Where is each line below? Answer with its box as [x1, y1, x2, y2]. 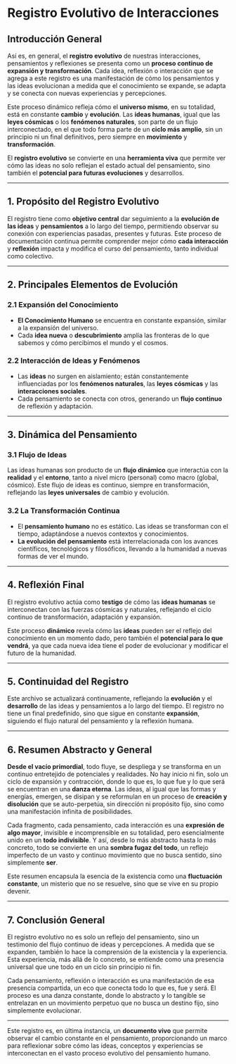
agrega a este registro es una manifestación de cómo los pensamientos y [7, 74, 220, 82]
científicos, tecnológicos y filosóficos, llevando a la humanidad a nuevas [17, 544, 228, 553]
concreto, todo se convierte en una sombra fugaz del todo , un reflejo [7, 844, 209, 852]
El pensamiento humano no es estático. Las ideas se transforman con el [17, 522, 228, 530]
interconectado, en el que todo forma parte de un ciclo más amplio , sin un [7, 125, 223, 133]
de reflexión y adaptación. [17, 401, 93, 410]
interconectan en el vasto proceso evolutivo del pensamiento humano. [7, 1049, 211, 1058]
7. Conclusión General [7, 914, 105, 926]
